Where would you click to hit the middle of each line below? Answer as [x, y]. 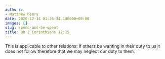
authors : [14, 10]
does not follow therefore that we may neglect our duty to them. [70, 51]
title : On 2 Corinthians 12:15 [37, 32]
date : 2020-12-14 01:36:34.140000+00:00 [47, 19]
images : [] [16, 23]
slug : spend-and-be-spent [32, 28]
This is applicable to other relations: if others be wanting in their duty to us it [83, 46]
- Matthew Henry [22, 14]
